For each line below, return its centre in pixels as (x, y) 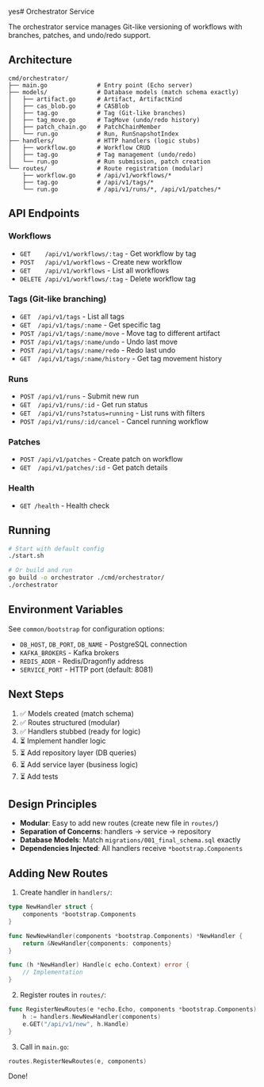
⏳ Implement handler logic (63, 741)
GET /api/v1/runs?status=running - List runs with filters (112, 413)
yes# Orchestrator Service (52, 11)
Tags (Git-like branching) (57, 299)
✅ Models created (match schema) (77, 713)
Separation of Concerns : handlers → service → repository (115, 832)
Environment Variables (66, 610)
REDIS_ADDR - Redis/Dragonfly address (82, 661)
